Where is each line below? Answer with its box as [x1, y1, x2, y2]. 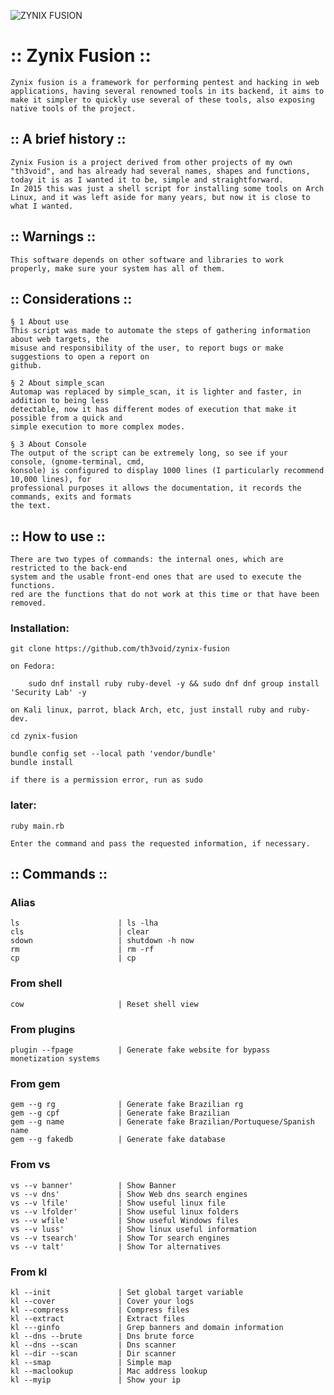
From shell [10, 976, 63, 990]
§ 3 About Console [10, 440, 87, 450]
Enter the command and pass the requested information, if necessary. [10, 838, 311, 849]
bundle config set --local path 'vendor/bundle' [10, 749, 217, 759]
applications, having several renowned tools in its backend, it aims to [10, 86, 325, 96]
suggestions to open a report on [10, 352, 150, 362]
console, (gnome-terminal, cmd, [10, 457, 145, 467]
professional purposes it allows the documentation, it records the [10, 483, 302, 494]
